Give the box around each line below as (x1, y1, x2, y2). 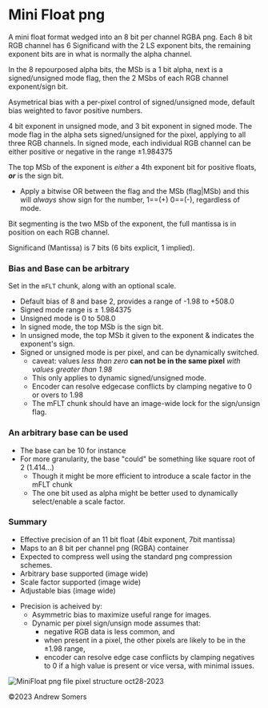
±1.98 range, (43, 643, 86, 654)
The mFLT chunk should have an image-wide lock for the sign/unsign (31, 399, 261, 408)
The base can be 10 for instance (19, 445, 126, 455)
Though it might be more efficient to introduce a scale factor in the (31, 471, 252, 481)
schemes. (19, 560, 53, 569)
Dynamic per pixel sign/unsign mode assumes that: (31, 618, 202, 628)
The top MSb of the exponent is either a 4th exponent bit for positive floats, (8, 162, 257, 171)
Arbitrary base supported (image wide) (19, 569, 149, 578)
